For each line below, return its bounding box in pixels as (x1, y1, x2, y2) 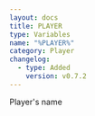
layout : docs (9, 13, 59, 22)
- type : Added (17, 64, 71, 73)
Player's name (9, 96, 63, 107)
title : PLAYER (9, 22, 63, 31)
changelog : (9, 55, 51, 64)
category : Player (9, 47, 75, 56)
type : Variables (9, 30, 71, 39)
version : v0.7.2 (25, 72, 88, 81)
